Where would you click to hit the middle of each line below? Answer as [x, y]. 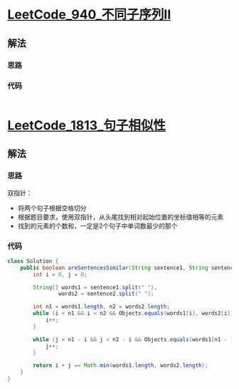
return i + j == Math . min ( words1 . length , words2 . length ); [121, 365]
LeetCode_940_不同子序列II [89, 15]
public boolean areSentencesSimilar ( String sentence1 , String [114, 268]
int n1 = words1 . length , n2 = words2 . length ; [102, 307]
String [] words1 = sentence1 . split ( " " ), [95, 287]
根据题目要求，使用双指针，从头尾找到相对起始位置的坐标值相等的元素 [121, 217]
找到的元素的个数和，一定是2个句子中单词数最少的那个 [97, 226]
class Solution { [33, 261]
